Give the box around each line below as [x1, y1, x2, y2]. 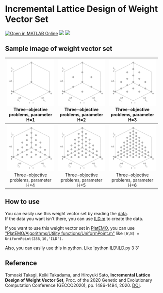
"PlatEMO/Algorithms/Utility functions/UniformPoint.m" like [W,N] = [5, 230, 139, 236]
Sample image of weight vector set [5, 45, 113, 53]
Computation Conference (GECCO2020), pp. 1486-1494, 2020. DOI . [5, 282, 141, 288]
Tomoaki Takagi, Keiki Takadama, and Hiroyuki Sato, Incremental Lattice [5, 272, 150, 278]
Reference [5, 259, 37, 267]
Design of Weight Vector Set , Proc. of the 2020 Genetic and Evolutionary [5, 277, 152, 283]
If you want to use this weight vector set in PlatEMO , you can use [5, 225, 135, 231]
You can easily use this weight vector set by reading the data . [5, 210, 128, 216]
